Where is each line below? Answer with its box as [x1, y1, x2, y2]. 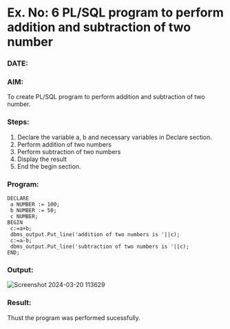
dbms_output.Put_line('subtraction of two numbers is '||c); [10, 243, 189, 250]
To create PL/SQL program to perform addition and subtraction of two [7, 93, 205, 101]
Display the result [17, 155, 67, 163]
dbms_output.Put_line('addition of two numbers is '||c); [10, 231, 180, 238]
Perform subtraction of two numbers [17, 147, 121, 156]
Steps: [7, 117, 30, 127]
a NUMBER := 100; [10, 201, 60, 208]
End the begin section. [17, 162, 81, 170]
